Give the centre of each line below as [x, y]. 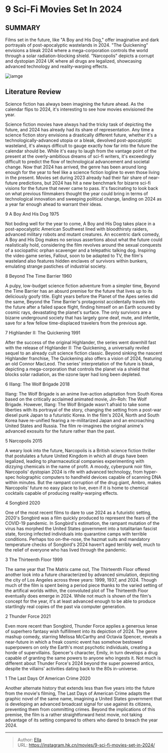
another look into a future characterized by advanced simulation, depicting [82, 575]
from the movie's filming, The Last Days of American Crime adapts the [78, 693]
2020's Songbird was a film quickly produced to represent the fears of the [82, 518]
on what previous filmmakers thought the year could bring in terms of [77, 194]
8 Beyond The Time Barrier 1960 [39, 276]
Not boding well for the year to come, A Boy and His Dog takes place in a [80, 224]
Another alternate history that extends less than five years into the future [80, 688]
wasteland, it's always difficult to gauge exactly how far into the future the [81, 145]
